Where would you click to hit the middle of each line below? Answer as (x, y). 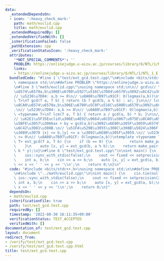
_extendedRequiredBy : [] (35, 32)
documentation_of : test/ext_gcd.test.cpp (48, 228)
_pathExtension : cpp (30, 46)
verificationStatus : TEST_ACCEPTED (46, 219)
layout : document (23, 233)
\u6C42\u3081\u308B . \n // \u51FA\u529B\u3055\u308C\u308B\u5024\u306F (86, 128)
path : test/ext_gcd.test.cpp (39, 205)
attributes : (22, 55)
